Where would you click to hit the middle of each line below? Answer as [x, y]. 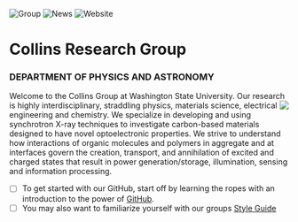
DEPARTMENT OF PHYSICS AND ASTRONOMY [112, 77]
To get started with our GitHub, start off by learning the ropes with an [148, 188]
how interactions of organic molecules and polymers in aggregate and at [142, 143]
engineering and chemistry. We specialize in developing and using [130, 115]
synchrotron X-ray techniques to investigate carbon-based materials [134, 125]
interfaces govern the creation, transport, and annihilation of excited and [142, 153]
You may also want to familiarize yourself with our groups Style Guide [149, 208]
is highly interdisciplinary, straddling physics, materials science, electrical [143, 105]
